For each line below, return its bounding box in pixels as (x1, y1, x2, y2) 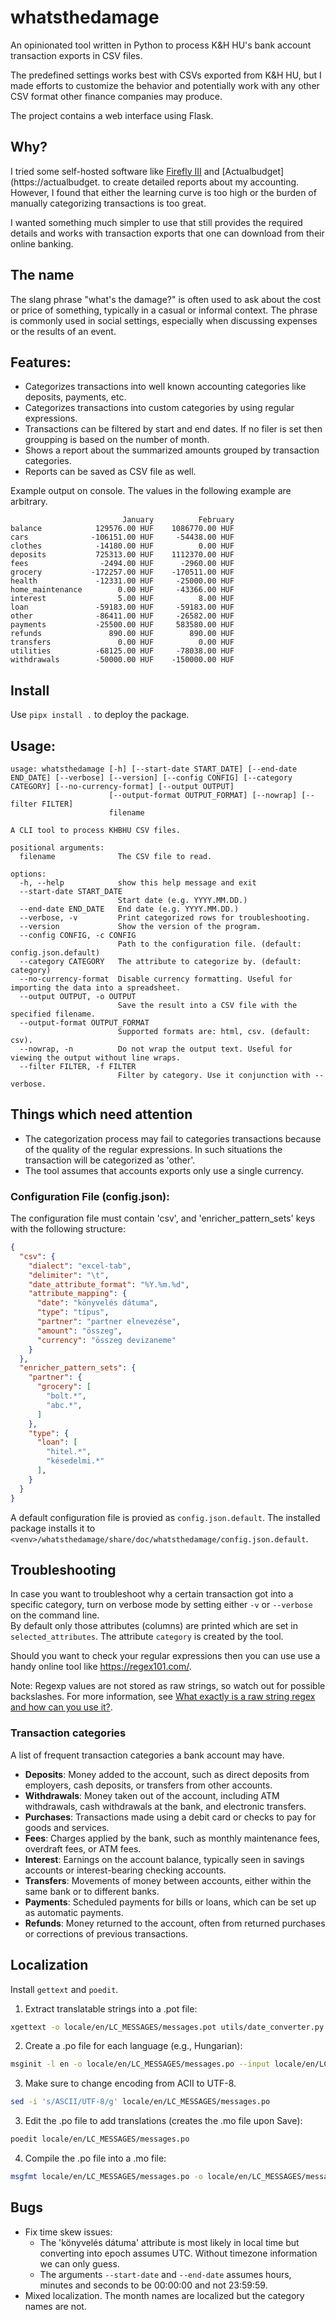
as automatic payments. (24, 1906, 124, 1918)
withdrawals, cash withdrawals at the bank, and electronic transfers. (24, 1800, 307, 1812)
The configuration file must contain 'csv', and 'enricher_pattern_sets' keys (10, 1212, 316, 1225)
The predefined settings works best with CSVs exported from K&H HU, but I (10, 69, 322, 81)
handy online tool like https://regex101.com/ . (10, 1661, 192, 1673)
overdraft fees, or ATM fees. (24, 1842, 142, 1855)
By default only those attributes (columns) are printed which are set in (10, 1620, 298, 1632)
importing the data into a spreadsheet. (10, 983, 182, 993)
